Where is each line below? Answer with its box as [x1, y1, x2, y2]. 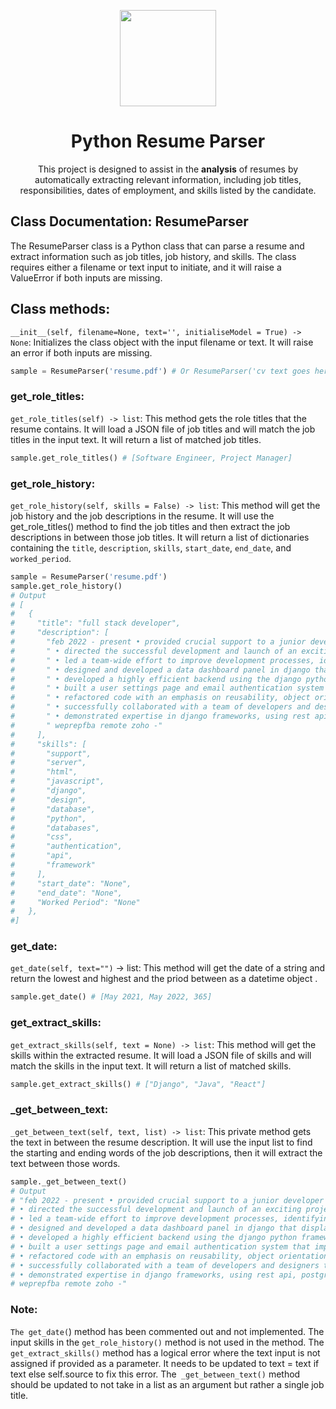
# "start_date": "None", [10, 878, 132, 889]
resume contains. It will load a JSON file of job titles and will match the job [10, 423, 316, 435]
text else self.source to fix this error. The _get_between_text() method [10, 1368, 301, 1380]
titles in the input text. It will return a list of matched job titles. [10, 433, 262, 445]
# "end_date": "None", [10, 888, 123, 898]
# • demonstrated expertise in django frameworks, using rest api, [10, 1270, 298, 1280]
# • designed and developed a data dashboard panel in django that [10, 1223, 298, 1234]
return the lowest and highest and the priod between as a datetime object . [10, 973, 318, 985]
